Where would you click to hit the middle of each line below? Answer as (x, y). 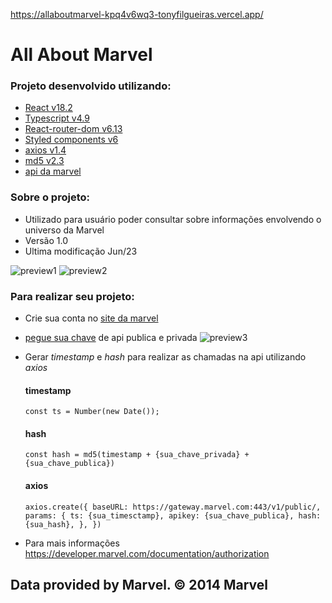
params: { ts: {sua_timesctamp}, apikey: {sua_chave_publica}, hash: (173, 515)
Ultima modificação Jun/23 (81, 251)
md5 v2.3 (44, 161)
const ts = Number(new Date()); (92, 412)
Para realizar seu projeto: (72, 296)
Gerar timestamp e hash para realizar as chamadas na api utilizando (165, 357)
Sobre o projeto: (50, 197)
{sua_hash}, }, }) (63, 524)
